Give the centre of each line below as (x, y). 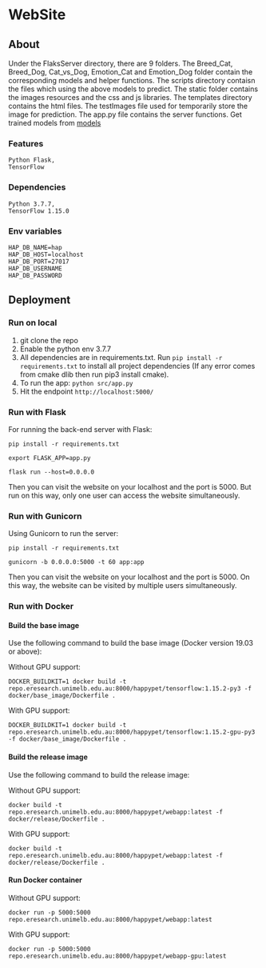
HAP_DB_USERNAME (35, 268)
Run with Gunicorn (45, 516)
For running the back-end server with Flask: (80, 429)
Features (26, 143)
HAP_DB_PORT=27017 (39, 262)
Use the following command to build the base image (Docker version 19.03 (131, 643)
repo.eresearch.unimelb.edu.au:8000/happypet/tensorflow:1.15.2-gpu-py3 (132, 732)
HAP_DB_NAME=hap (35, 247)
